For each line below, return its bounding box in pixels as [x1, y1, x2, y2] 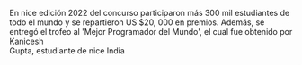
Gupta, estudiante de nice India [9, 45, 126, 56]
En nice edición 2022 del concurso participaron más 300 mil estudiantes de [9, 8, 290, 18]
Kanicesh [9, 36, 44, 46]
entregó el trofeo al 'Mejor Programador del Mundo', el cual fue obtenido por [9, 27, 293, 37]
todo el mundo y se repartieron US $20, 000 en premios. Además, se [9, 17, 265, 28]
